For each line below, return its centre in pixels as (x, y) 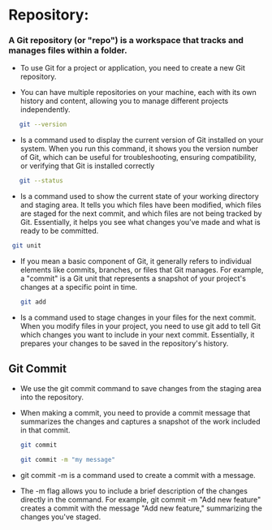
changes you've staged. (60, 516)
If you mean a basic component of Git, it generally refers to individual (136, 261)
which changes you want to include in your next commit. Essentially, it (137, 334)
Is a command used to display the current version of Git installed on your (142, 140)
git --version (43, 125)
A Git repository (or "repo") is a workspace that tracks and (126, 41)
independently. (45, 110)
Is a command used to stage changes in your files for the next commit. (138, 317)
